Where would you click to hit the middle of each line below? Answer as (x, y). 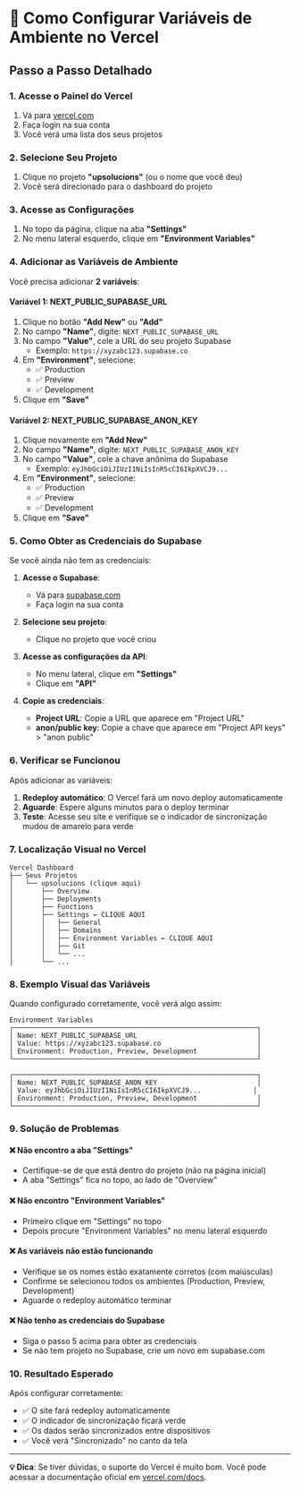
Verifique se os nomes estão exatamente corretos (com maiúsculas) (148, 1272)
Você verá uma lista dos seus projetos (92, 134)
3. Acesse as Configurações (72, 210)
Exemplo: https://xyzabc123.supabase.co (112, 350)
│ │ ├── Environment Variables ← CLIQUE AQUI (112, 938)
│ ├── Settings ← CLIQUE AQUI (77, 915)
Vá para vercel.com (58, 115)
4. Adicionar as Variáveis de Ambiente (94, 261)
